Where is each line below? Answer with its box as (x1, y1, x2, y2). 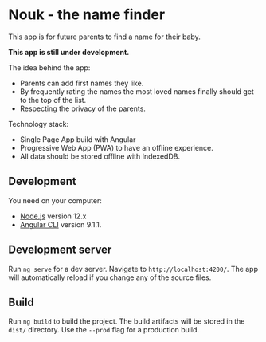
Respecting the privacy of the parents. (19, 104, 146, 113)
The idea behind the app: (8, 62, 91, 73)
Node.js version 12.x (19, 211, 87, 221)
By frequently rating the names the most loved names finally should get (19, 86, 255, 96)
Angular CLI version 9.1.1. (19, 219, 102, 229)
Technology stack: (8, 119, 69, 128)
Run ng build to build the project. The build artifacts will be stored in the (8, 316, 245, 326)
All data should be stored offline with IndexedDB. (19, 151, 181, 161)
